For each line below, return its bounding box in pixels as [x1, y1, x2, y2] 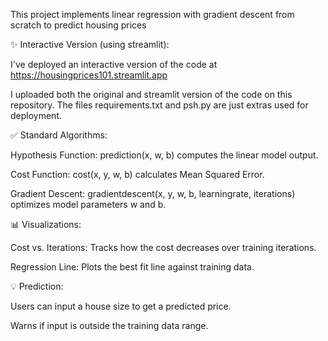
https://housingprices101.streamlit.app [10, 69, 168, 81]
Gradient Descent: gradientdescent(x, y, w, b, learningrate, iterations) [10, 188, 296, 199]
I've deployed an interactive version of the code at [10, 59, 218, 70]
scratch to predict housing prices [10, 19, 147, 31]
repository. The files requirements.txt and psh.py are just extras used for [10, 99, 309, 111]
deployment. [10, 110, 62, 121]
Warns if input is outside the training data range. [10, 320, 209, 331]
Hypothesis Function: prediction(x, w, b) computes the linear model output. [10, 149, 319, 161]
